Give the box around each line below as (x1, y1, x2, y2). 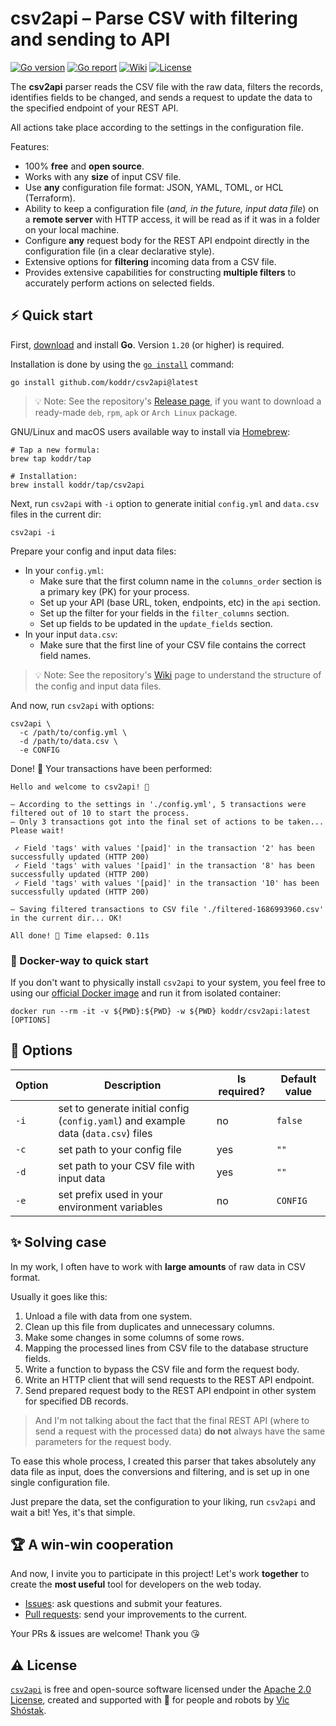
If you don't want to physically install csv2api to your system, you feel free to (10, 977, 326, 989)
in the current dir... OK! (10, 913, 123, 923)
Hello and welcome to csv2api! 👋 (10, 782, 150, 792)
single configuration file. (10, 1476, 111, 1488)
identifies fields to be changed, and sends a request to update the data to (10, 91, 313, 103)
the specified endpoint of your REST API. (10, 102, 179, 114)
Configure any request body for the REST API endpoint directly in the (24, 234, 310, 246)
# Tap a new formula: (10, 445, 101, 455)
